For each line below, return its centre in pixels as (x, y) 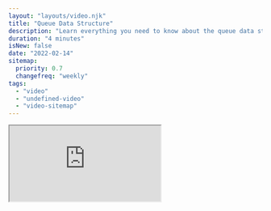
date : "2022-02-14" (41, 53)
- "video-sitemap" (47, 106)
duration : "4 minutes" (46, 38)
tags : (17, 83)
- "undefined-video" (50, 99)
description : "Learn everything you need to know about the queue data (131, 31)
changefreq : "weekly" (52, 76)
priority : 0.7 (39, 69)
